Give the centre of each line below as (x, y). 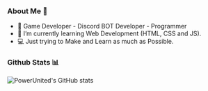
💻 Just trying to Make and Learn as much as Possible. (95, 42)
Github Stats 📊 (33, 63)
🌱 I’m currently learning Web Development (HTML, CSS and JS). (109, 33)
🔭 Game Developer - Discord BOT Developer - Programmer (102, 26)
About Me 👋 (27, 11)
